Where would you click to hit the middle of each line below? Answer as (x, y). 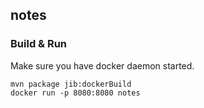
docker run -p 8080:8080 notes (75, 93)
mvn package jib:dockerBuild (71, 84)
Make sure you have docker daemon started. (102, 65)
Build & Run (39, 44)
